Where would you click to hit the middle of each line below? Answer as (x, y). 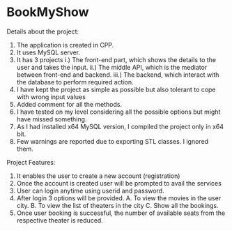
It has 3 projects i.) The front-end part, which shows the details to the (116, 59)
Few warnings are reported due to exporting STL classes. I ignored (113, 141)
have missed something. (52, 119)
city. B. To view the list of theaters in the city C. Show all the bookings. (117, 205)
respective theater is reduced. (60, 220)
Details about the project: (43, 31)
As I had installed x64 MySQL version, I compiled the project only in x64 (120, 126)
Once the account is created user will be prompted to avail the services (119, 183)
